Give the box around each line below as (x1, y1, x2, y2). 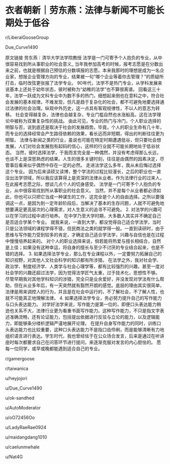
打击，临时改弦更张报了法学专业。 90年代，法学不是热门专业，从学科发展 (5, 79, 158, 86)
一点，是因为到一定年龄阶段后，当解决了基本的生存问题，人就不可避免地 (14, 200, 164, 206)
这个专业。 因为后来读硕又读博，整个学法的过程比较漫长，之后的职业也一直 (5, 168, 161, 175)
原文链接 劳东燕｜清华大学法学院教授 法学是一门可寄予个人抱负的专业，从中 (5, 54, 162, 61)
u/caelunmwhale (5, 444, 40, 450)
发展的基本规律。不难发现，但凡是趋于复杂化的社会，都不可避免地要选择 (9, 99, 160, 105)
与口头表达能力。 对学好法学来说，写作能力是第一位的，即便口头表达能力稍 (5, 301, 161, 307)
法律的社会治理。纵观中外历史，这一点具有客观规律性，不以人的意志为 (9, 105, 155, 111)
